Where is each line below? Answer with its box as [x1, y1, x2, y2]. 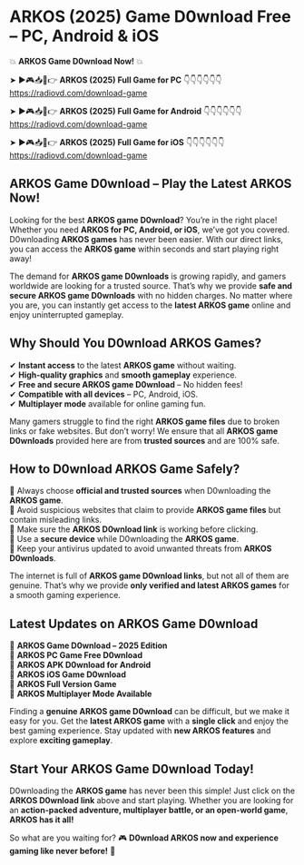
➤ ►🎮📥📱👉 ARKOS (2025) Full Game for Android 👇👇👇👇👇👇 [9, 105, 242, 116]
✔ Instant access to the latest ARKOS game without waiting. [9, 359, 237, 370]
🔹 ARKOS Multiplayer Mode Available [9, 688, 152, 700]
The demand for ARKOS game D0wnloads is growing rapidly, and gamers [9, 270, 287, 281]
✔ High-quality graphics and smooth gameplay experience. [9, 369, 238, 380]
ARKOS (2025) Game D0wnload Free [9, 6, 292, 27]
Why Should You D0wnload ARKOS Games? [9, 336, 261, 351]
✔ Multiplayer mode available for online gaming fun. [9, 398, 206, 409]
